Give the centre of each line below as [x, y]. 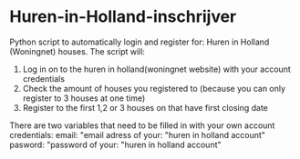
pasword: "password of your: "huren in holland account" [115, 144]
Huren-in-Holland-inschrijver [123, 17]
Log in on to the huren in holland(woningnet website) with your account [157, 69]
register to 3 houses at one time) [84, 98]
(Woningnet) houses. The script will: [78, 51]
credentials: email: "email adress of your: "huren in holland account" [138, 134]
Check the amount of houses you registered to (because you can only [154, 88]
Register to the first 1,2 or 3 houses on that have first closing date [145, 107]
